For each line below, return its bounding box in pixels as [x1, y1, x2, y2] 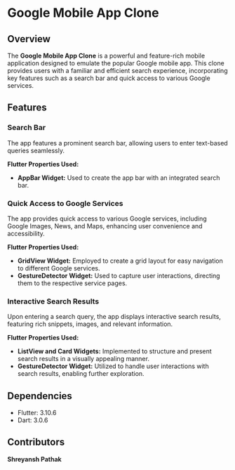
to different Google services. [17, 263, 100, 272]
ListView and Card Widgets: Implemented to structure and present [17, 347, 212, 355]
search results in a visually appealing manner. [17, 355, 149, 363]
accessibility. [7, 229, 46, 237]
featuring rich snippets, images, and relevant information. [7, 320, 173, 328]
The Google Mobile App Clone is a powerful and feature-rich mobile [7, 51, 206, 60]
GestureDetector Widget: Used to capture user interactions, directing [17, 271, 220, 280]
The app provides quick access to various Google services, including [7, 214, 207, 223]
